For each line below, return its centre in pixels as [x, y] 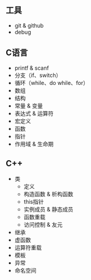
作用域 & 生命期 [34, 144]
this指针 [34, 202]
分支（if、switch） [38, 75]
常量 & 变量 [29, 106]
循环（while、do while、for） [52, 83]
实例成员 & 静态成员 [49, 210]
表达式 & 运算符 [34, 113]
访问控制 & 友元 [43, 225]
